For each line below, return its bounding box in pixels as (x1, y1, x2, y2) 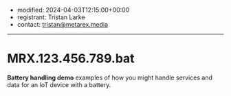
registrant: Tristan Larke (16, 13, 85, 21)
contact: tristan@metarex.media (16, 21, 109, 28)
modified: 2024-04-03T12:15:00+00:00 (16, 6, 130, 14)
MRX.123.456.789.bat (7, 51, 135, 67)
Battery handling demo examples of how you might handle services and (7, 73, 213, 82)
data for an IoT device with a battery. (7, 80, 111, 88)
